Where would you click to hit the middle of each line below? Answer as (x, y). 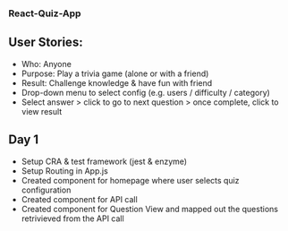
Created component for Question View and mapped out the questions (150, 209)
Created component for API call (79, 199)
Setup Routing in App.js (64, 171)
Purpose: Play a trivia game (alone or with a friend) (115, 73)
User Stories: (46, 43)
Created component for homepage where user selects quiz (130, 180)
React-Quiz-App (45, 13)
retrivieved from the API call (72, 218)
